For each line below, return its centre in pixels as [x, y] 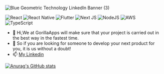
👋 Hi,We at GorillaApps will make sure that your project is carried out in [86, 32]
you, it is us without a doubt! [42, 49]
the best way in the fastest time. [46, 38]
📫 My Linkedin [28, 54]
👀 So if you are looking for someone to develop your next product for [84, 43]
